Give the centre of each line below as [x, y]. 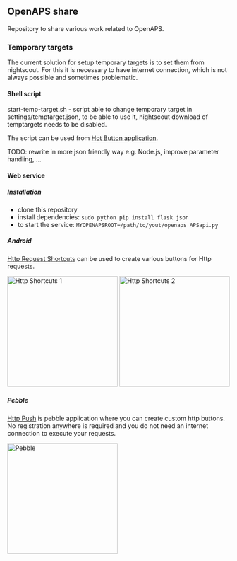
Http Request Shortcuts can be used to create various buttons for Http [109, 258]
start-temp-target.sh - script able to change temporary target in [100, 110]
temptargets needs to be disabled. [57, 125]
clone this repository [47, 209]
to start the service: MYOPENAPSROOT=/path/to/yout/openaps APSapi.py [118, 224]
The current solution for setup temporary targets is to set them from [106, 62]
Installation [24, 192]
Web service [26, 175]
